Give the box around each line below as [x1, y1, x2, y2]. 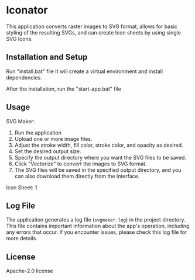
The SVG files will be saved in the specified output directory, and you [14, 166, 182, 173]
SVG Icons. [6, 35, 33, 42]
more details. [6, 235, 38, 242]
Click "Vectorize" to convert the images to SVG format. [14, 160, 147, 167]
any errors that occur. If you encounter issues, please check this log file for [6, 229, 187, 236]
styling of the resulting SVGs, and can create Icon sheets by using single [6, 29, 182, 36]
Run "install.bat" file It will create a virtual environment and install [6, 68, 163, 75]
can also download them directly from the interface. [14, 172, 140, 179]
